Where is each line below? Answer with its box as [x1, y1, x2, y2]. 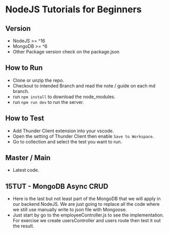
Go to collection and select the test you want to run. [12, 138, 122, 145]
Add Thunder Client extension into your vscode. [12, 128, 114, 134]
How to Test [5, 114, 45, 123]
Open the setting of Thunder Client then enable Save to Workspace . [12, 133, 154, 139]
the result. [12, 223, 34, 229]
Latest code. [12, 167, 39, 173]
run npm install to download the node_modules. [12, 94, 116, 100]
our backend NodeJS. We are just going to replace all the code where [12, 201, 160, 207]
